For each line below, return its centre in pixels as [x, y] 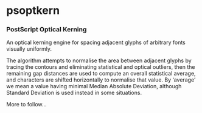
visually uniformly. [29, 49]
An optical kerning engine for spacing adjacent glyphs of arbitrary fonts [96, 42]
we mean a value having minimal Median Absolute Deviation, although [94, 86]
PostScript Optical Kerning [47, 30]
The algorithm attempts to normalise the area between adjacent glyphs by [99, 60]
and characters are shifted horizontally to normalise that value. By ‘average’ [101, 80]
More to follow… [26, 105]
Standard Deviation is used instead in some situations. [74, 93]
